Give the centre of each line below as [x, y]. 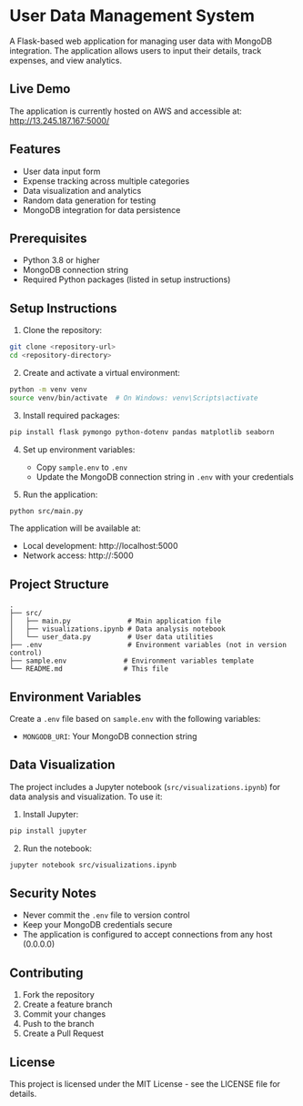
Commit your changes [64, 1014]
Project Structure [59, 584]
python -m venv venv [49, 389]
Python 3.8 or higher [61, 260]
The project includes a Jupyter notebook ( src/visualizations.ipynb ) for [145, 786]
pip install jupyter [49, 831]
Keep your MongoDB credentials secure [97, 925]
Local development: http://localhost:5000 [101, 546]
